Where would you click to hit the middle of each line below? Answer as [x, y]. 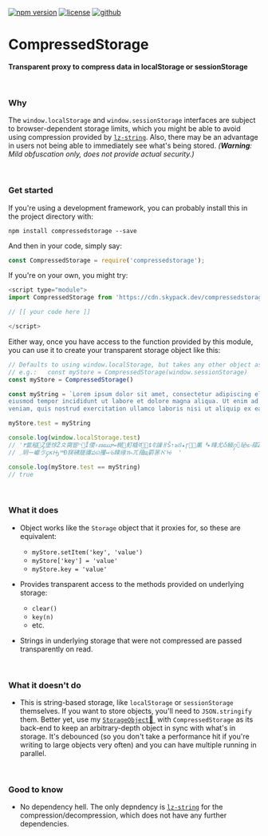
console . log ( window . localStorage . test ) [75, 438]
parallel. [33, 753]
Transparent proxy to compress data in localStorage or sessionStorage [128, 66]
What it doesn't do [45, 685]
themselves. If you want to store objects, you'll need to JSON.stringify [136, 711]
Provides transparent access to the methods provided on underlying [132, 584]
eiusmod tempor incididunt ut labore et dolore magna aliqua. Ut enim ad [134, 402]
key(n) [43, 617]
